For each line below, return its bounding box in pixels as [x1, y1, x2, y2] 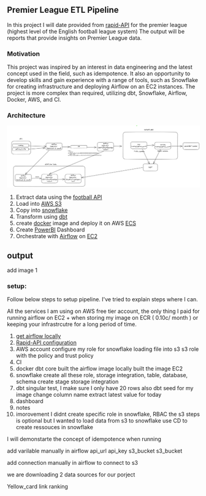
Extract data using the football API [15, 194, 102, 201]
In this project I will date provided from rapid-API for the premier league [7, 21, 188, 28]
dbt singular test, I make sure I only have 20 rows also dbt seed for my [15, 385, 194, 392]
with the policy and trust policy [15, 352, 94, 359]
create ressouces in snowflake [15, 424, 94, 431]
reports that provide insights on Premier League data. [7, 34, 142, 42]
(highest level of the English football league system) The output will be [7, 28, 185, 35]
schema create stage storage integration [15, 378, 119, 385]
